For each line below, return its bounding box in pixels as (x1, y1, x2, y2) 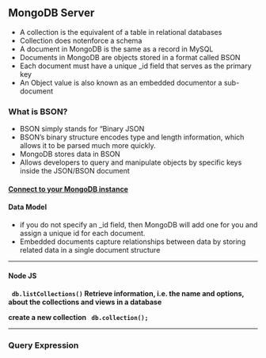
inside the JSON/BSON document (19, 166, 130, 176)
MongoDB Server (8, 6, 95, 20)
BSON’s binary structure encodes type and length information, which (19, 132, 245, 142)
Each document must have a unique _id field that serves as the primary (19, 61, 252, 70)
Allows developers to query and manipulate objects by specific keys (19, 158, 242, 167)
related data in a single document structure (19, 245, 161, 254)
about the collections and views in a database (8, 297, 162, 307)
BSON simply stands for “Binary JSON (19, 124, 145, 134)
